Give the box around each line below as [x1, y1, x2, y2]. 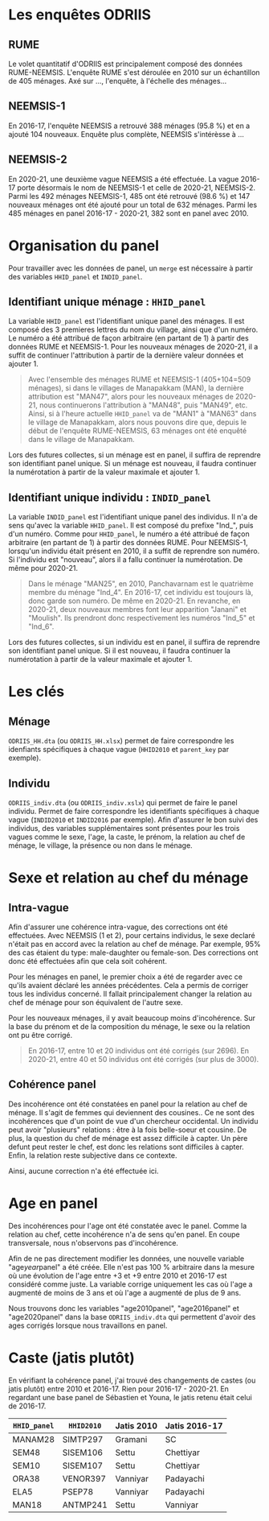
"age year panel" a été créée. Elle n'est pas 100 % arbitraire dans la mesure [8, 1262, 255, 1271]
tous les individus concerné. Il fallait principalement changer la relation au [8, 989, 252, 998]
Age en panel [8, 1194, 98, 1213]
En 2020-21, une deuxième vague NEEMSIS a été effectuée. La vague [8, 174, 239, 184]
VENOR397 [62, 1473, 107, 1484]
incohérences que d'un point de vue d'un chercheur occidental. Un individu [8, 1116, 259, 1126]
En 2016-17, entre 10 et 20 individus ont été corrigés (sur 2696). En [27, 1046, 250, 1056]
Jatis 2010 [115, 1420, 158, 1431]
